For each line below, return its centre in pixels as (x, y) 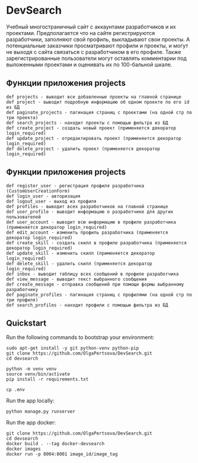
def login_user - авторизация (44, 196)
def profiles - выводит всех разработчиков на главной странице (87, 206)
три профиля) (22, 300)
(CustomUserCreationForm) (38, 191)
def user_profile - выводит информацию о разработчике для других (90, 212)
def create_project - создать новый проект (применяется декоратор (91, 128)
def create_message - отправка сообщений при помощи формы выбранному (95, 284)
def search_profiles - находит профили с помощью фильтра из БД (87, 305)
